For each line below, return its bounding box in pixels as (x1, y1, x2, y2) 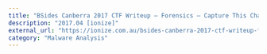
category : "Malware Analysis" (8, 33, 109, 42)
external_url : (8, 26, 56, 34)
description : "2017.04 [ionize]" (8, 19, 119, 27)
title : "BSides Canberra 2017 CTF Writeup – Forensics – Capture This (8, 11, 247, 20)
